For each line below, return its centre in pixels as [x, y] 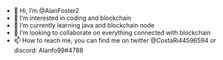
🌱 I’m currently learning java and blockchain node [84, 25]
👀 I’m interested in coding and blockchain [72, 18]
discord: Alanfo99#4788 [48, 50]
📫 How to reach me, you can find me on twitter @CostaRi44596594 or [115, 40]
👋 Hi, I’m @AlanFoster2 [46, 11]
